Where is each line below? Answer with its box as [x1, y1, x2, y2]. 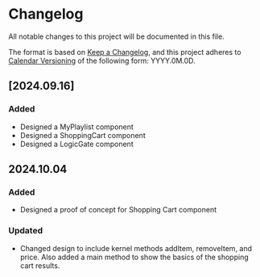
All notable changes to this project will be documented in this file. [8, 31, 225, 41]
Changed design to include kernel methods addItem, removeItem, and [19, 243, 252, 253]
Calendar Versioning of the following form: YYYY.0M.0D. [8, 56, 196, 65]
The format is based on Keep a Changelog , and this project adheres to [8, 47, 241, 57]
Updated [8, 225, 43, 237]
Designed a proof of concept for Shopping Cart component [19, 205, 217, 215]
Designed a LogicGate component [19, 139, 134, 149]
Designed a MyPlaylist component [19, 122, 134, 132]
